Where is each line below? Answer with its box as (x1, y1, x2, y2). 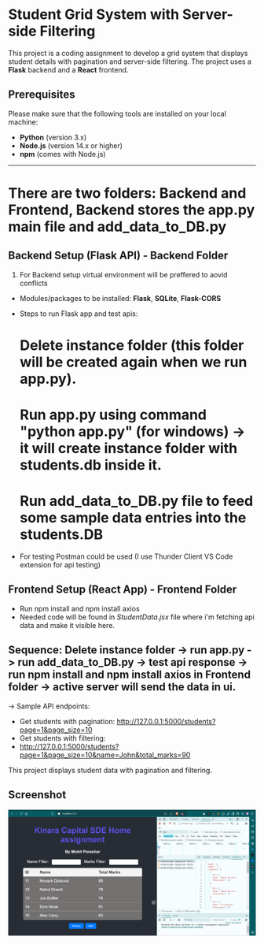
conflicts (19, 278, 49, 288)
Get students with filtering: (19, 733, 106, 742)
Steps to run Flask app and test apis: (19, 309, 138, 318)
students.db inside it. (19, 456, 163, 474)
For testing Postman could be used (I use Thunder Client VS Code (19, 552, 233, 561)
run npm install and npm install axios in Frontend (8, 668, 251, 682)
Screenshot (8, 788, 67, 801)
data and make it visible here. (19, 620, 115, 630)
